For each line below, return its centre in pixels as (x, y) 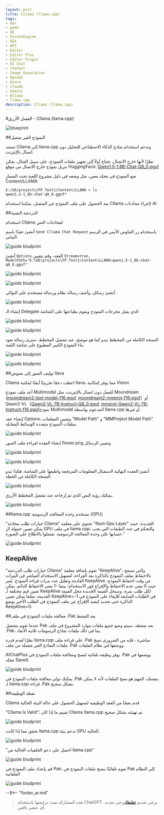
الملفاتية (13, 774)
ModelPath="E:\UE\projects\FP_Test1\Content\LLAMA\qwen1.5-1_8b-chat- (79, 260)
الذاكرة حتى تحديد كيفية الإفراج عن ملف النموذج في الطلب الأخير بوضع (69, 601)
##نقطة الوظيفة (20, 693)
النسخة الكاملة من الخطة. (29, 476)
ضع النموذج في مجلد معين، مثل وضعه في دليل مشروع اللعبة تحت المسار (71, 176)
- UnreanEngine (21, 37)
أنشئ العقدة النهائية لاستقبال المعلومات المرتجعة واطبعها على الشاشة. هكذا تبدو (78, 471)
